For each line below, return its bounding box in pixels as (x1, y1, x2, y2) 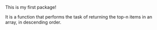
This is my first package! (5, 4, 57, 10)
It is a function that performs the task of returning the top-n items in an (5, 14, 152, 19)
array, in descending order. (5, 19, 62, 25)
